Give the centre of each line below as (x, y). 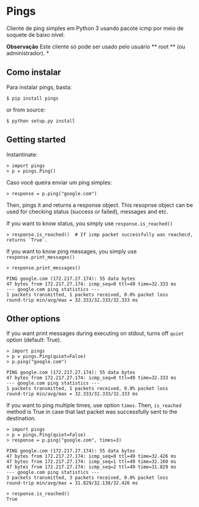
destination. (21, 418)
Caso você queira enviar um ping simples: (59, 182)
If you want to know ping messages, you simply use (72, 251)
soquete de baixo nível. (36, 34)
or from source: (26, 110)
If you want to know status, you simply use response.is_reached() (90, 223)
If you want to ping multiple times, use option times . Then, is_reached (94, 405)
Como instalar (34, 73)
